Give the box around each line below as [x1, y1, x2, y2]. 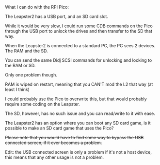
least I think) [5, 87, 30, 92]
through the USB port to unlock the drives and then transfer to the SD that [5, 28, 153, 34]
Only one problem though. [5, 72, 57, 77]
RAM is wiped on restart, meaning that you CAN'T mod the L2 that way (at [5, 81, 153, 87]
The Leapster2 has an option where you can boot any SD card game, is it [5, 120, 151, 126]
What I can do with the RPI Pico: [5, 4, 69, 10]
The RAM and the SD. [5, 48, 48, 54]
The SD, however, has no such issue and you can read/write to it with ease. [5, 110, 155, 116]
